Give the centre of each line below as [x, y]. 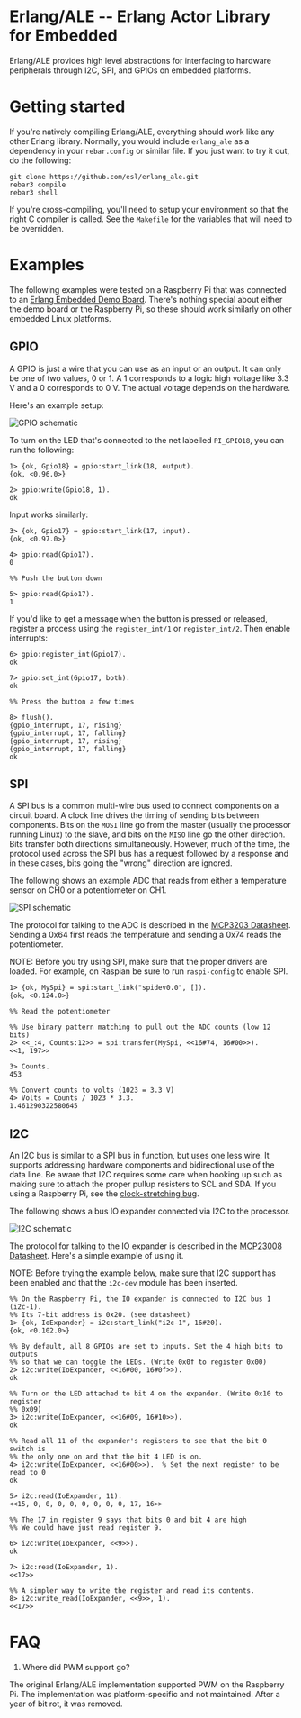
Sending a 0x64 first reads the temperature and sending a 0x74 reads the [146, 935]
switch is [28, 1449]
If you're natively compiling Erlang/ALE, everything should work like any [142, 132]
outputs [24, 1354]
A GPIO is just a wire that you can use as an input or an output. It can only [146, 368]
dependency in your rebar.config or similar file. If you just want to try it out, [150, 150]
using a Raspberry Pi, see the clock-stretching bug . [104, 1194]
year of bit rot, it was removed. [66, 1704]
